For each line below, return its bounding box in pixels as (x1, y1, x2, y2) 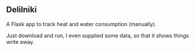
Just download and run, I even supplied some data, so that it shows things (6, 32, 190, 39)
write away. (6, 38, 35, 45)
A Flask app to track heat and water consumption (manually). (6, 20, 157, 27)
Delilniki (6, 5, 37, 15)
